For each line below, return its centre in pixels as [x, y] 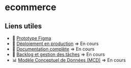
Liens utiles [23, 26]
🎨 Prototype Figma [31, 38]
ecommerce [30, 7]
